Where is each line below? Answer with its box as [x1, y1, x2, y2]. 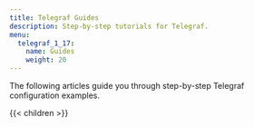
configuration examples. [9, 90, 100, 101]
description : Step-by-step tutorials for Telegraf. [9, 22, 209, 31]
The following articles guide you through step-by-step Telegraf [9, 81, 245, 91]
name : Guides [25, 47, 75, 56]
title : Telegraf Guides [9, 13, 100, 23]
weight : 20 [25, 55, 67, 64]
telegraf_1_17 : [17, 38, 75, 48]
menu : [9, 30, 30, 39]
